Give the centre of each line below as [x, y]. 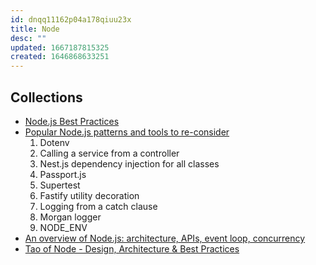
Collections [46, 97]
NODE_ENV [63, 227]
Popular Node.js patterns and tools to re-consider [127, 132]
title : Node [35, 29]
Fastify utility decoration [89, 195]
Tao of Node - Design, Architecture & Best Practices [132, 248]
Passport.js [63, 174]
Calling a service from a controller [109, 153]
